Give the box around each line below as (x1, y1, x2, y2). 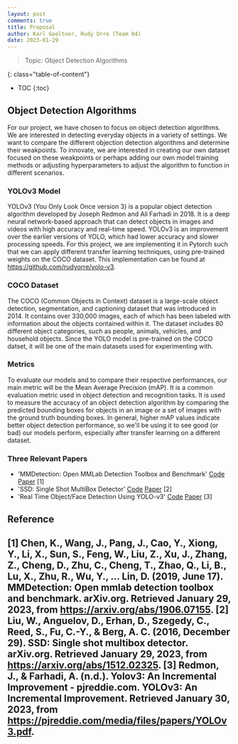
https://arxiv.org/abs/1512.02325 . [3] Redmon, (7, 659, 220, 671)
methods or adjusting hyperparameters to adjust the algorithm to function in (7, 160, 229, 169)
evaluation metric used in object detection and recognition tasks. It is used (7, 390, 225, 399)
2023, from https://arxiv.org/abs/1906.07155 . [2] (7, 603, 229, 616)
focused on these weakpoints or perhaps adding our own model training (7, 153, 219, 162)
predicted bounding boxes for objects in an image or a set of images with (7, 405, 222, 414)
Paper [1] (17, 477, 45, 486)
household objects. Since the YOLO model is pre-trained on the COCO (7, 334, 213, 343)
